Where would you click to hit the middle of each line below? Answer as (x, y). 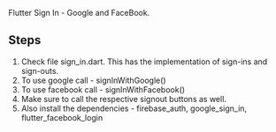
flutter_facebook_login (62, 117)
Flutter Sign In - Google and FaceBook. (79, 13)
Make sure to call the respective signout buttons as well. (124, 99)
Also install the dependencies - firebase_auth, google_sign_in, (134, 108)
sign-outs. (40, 70)
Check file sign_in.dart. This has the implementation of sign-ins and (144, 62)
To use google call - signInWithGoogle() (93, 80)
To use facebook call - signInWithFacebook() (103, 89)
